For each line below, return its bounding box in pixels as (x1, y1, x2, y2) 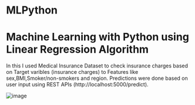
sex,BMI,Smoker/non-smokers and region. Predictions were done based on (6, 74, 188, 82)
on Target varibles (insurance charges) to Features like (6, 69, 139, 76)
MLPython (6, 4, 58, 17)
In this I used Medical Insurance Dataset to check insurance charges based (6, 62, 189, 69)
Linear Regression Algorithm (6, 43, 149, 56)
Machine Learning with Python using (6, 31, 190, 44)
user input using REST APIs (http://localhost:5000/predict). (6, 81, 149, 88)
